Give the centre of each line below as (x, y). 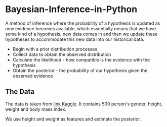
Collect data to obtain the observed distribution (62, 54)
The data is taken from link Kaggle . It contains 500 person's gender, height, (84, 104)
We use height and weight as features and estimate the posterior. (73, 119)
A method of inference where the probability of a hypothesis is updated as (83, 23)
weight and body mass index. (36, 109)
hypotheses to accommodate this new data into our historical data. (75, 39)
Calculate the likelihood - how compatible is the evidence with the (81, 59)
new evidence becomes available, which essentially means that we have (81, 28)
